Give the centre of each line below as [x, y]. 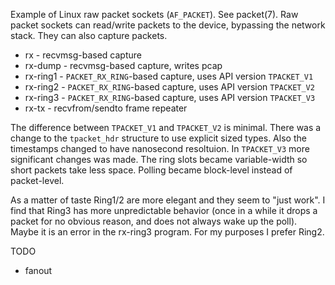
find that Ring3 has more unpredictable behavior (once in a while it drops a [164, 210]
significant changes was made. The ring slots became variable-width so [159, 159]
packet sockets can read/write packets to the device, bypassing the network [168, 25]
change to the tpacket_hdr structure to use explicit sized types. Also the [158, 138]
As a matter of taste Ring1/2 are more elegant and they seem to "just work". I [168, 200]
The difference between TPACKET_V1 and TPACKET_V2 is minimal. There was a [166, 127]
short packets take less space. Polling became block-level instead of [151, 170]
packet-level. [37, 180]
